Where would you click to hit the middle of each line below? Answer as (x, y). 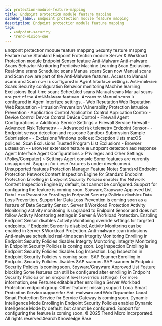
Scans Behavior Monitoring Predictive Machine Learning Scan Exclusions (78, 65)
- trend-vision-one (29, 37)
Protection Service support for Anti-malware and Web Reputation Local (76, 293)
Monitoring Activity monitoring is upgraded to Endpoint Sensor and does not (81, 210)
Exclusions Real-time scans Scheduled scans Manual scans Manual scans (79, 91)
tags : (10, 28)
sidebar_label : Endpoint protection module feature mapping (67, 18)
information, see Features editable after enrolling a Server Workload (73, 282)
